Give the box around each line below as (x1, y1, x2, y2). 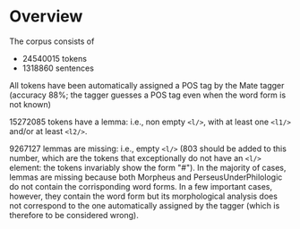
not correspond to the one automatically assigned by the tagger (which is (9, 199, 280, 211)
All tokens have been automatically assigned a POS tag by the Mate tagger (9, 80, 285, 90)
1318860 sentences (21, 63, 94, 73)
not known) (9, 98, 52, 109)
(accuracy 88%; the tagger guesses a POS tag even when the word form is (9, 89, 287, 100)
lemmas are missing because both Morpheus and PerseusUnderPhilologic (9, 172, 283, 182)
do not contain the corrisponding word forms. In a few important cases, (9, 181, 273, 191)
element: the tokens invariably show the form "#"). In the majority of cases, (9, 162, 287, 173)
